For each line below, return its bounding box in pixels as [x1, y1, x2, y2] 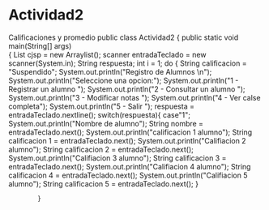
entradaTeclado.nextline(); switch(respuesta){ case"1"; [8, 109, 191, 119]
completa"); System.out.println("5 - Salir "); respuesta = [8, 101, 194, 111]
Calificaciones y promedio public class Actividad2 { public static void [8, 32, 239, 42]
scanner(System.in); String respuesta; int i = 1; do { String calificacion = [8, 58, 247, 68]
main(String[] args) [8, 41, 72, 50]
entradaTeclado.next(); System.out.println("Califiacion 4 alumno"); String [8, 161, 251, 171]
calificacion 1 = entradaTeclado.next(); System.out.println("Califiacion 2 [8, 135, 246, 145]
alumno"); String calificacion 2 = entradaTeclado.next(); [8, 144, 194, 154]
